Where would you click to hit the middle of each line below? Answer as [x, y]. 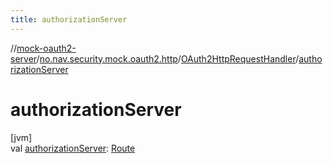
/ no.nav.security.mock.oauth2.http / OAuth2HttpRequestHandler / [168, 58]
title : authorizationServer [69, 19]
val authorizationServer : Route [73, 148]
